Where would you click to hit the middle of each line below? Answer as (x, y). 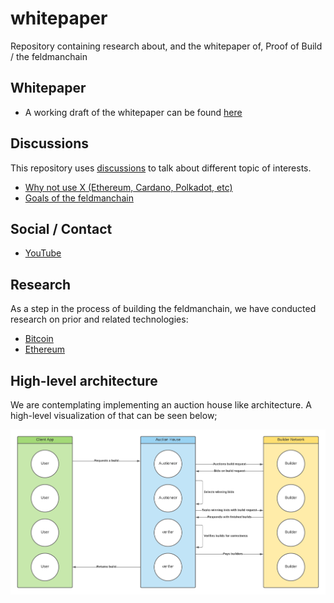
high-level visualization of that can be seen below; (114, 415)
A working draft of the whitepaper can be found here (133, 112)
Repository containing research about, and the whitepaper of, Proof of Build (166, 46)
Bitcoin (39, 339)
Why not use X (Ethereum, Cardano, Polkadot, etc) (128, 187)
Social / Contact (61, 228)
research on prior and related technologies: (99, 319)
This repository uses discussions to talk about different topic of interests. (161, 168)
